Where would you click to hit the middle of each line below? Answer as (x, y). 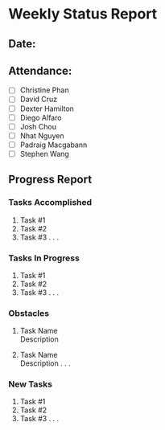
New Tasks (30, 384)
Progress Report (50, 180)
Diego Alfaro (41, 117)
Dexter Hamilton (47, 109)
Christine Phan (45, 90)
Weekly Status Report (83, 14)
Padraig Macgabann (54, 145)
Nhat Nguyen (42, 135)
